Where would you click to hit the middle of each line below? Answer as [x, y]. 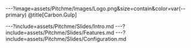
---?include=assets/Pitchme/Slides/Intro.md [60, 26]
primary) [16, 15]
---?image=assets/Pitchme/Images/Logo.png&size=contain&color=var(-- [95, 9]
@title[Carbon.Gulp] [52, 15]
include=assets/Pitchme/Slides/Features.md [60, 33]
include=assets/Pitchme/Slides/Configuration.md [66, 39]
